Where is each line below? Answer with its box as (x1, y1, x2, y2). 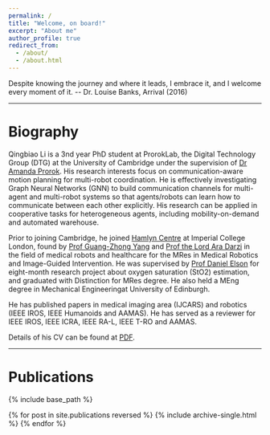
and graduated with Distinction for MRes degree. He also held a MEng (8, 275, 239, 285)
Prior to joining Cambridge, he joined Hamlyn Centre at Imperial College (8, 233, 246, 242)
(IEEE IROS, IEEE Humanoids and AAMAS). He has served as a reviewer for (8, 308, 256, 318)
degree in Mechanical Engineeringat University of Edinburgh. (8, 284, 211, 294)
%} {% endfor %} (8, 418, 67, 428)
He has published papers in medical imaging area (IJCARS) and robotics (8, 299, 247, 309)
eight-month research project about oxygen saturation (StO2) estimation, (8, 266, 250, 277)
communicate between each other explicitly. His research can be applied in (8, 200, 258, 209)
